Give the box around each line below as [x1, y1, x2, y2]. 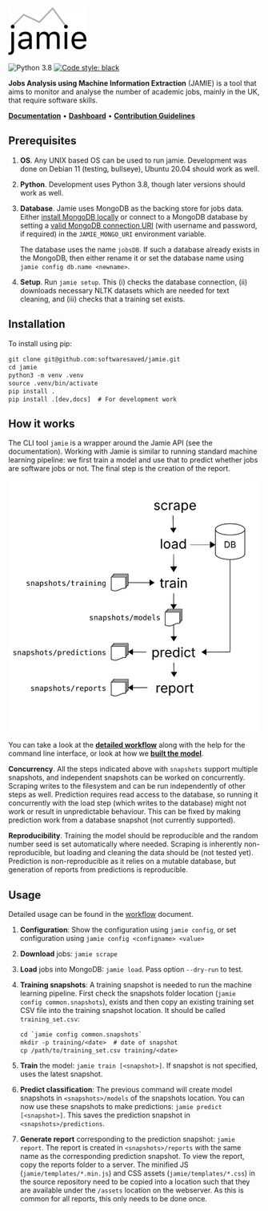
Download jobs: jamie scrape [19, 949, 118, 959]
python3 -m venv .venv [8, 371, 84, 379]
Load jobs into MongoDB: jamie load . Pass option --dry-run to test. [19, 965, 244, 975]
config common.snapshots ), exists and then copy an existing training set [19, 997, 254, 1007]
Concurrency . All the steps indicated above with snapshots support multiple [8, 765, 258, 774]
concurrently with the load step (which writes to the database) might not [8, 798, 246, 808]
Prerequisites [8, 134, 77, 147]
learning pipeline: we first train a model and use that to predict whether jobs [8, 455, 258, 465]
